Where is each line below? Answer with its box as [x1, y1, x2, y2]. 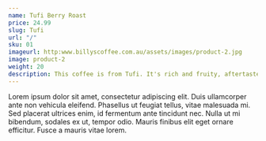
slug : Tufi [8, 26, 44, 34]
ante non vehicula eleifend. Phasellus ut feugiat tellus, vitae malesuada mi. [8, 100, 251, 109]
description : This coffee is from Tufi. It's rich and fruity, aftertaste [8, 70, 260, 78]
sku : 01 [8, 41, 34, 49]
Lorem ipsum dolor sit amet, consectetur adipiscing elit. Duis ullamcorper [8, 91, 247, 101]
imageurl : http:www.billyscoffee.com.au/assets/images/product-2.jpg [8, 48, 243, 56]
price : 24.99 [8, 19, 51, 27]
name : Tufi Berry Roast [8, 11, 87, 20]
